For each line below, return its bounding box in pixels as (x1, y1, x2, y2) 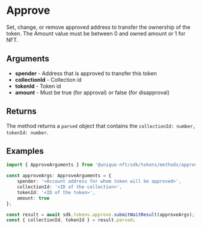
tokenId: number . (6, 129, 49, 136)
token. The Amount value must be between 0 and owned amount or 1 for (6, 29, 186, 37)
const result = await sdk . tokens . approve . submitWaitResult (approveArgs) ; (6, 212, 195, 218)
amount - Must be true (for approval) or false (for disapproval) (14, 88, 170, 96)
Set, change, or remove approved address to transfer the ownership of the (6, 23, 191, 31)
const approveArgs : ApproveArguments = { (6, 173, 112, 179)
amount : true (17, 195, 50, 201)
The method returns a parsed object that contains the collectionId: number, (6, 122, 196, 129)
